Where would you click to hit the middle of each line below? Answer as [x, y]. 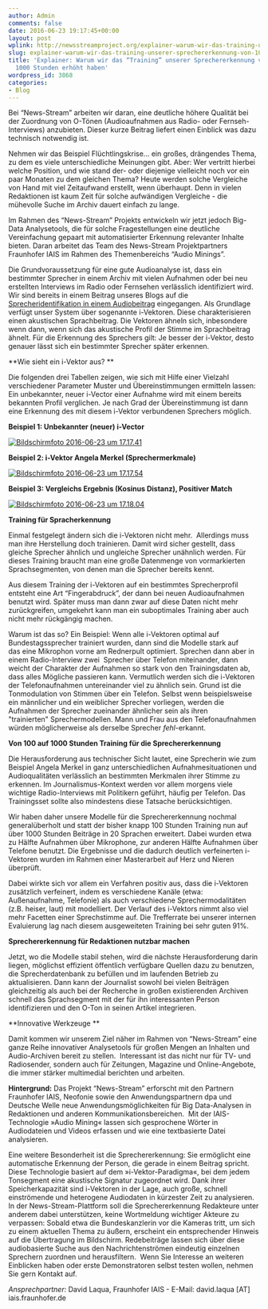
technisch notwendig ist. [49, 138]
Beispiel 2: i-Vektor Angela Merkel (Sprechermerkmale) [102, 458]
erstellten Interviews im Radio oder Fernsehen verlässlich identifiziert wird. [131, 287]
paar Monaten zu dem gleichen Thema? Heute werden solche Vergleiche [128, 179]
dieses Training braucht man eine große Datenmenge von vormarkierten [127, 561]
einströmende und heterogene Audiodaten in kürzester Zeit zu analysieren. [132, 1198]
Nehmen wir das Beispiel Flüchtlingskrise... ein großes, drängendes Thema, [132, 154]
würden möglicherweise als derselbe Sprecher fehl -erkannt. [107, 728]
